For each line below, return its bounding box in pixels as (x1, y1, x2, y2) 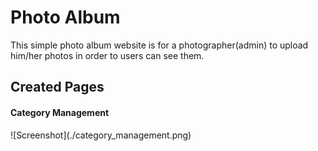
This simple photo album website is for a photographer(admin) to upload (10, 39, 309, 51)
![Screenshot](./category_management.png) (10, 129, 192, 141)
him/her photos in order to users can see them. (10, 49, 205, 61)
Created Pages (10, 79, 105, 96)
